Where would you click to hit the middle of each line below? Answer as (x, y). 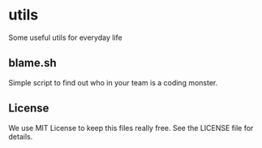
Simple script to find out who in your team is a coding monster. (113, 82)
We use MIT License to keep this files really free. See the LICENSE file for (131, 128)
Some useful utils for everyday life (66, 37)
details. (21, 137)
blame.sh (32, 63)
